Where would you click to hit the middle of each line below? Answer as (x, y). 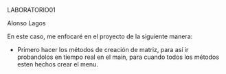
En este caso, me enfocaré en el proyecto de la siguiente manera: (100, 36)
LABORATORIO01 (32, 10)
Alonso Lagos (26, 23)
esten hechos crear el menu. (57, 64)
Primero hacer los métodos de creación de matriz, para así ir (103, 50)
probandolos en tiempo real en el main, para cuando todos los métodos (118, 57)
